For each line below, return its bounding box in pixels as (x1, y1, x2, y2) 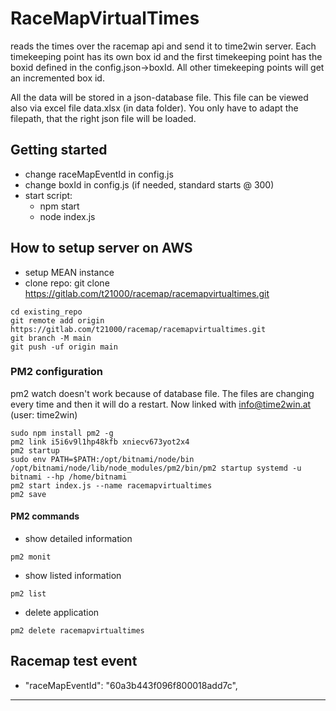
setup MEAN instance (24, 266, 115, 278)
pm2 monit (10, 552, 52, 562)
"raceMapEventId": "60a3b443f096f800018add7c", (24, 679, 238, 691)
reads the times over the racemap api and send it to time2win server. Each (10, 40, 317, 52)
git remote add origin (10, 315, 105, 326)
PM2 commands (10, 510, 80, 522)
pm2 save (10, 489, 47, 499)
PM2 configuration (10, 365, 104, 379)
